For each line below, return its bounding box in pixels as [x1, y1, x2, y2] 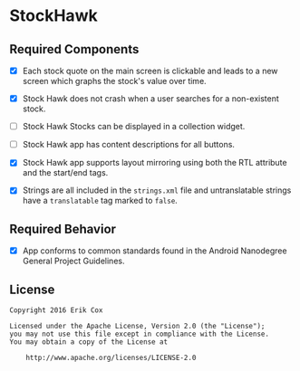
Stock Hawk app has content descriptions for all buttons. [22, 139, 236, 150]
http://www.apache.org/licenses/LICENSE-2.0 [25, 354, 197, 363]
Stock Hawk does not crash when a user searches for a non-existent [22, 93, 279, 104]
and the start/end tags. [22, 167, 109, 178]
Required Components [9, 42, 140, 57]
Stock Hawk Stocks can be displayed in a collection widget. [22, 121, 246, 132]
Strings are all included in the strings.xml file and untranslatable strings [22, 185, 292, 195]
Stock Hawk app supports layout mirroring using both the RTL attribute [22, 157, 287, 168]
